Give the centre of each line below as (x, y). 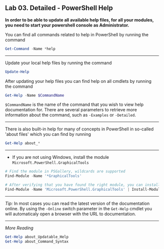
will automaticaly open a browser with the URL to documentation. (71, 214)
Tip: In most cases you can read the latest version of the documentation (77, 203)
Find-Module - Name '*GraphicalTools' (43, 176)
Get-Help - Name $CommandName (35, 95)
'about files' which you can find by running (48, 134)
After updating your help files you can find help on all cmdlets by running (78, 81)
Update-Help (17, 72)
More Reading (19, 228)
